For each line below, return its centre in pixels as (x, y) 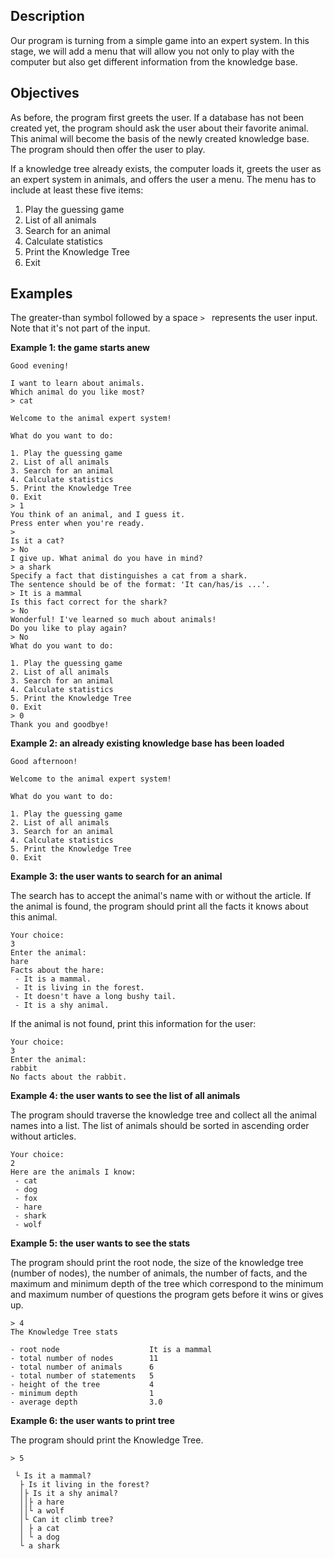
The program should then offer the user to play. (108, 149)
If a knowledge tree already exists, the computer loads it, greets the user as (166, 168)
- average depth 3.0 (86, 1402)
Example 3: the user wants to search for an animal (116, 876)
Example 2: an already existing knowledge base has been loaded (147, 743)
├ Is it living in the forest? (84, 1485)
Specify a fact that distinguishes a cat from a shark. (129, 576)
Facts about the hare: (57, 970)
